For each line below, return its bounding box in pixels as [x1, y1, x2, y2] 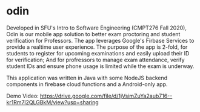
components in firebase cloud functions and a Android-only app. [6, 80, 168, 88]
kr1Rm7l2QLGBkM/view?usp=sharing [6, 98, 99, 106]
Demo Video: [6, 92, 39, 99]
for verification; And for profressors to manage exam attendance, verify [6, 56, 185, 63]
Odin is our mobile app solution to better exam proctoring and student [6, 30, 181, 37]
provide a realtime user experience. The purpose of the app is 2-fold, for [6, 43, 188, 51]
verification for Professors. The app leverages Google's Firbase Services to [6, 37, 195, 44]
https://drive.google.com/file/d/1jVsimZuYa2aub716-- [40, 92, 173, 99]
